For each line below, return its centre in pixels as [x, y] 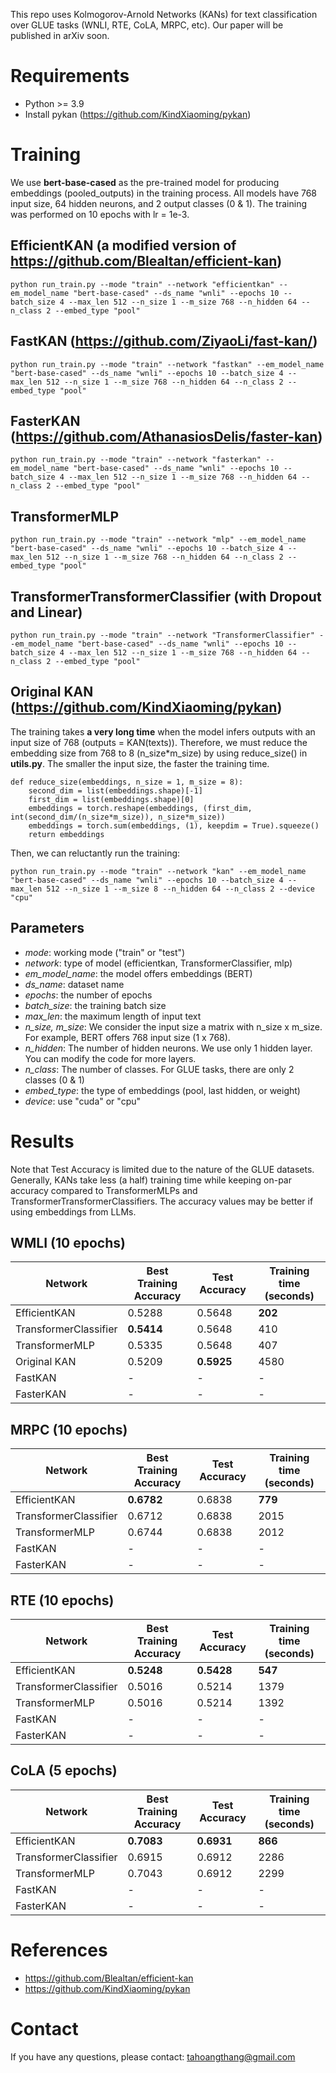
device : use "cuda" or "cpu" [83, 1101]
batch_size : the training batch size [95, 1005]
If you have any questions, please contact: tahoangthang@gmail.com [153, 2056]
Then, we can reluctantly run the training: [95, 853]
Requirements [70, 76]
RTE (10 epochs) [62, 1600]
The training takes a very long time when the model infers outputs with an [163, 731]
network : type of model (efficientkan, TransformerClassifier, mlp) [158, 963]
